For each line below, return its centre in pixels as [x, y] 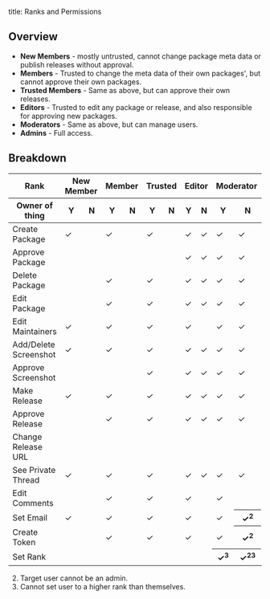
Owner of [35, 206]
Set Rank [29, 556]
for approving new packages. [69, 116]
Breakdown [37, 159]
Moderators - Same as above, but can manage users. [109, 124]
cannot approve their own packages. [81, 81]
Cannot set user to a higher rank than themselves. [103, 586]
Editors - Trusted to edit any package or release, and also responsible [136, 107]
